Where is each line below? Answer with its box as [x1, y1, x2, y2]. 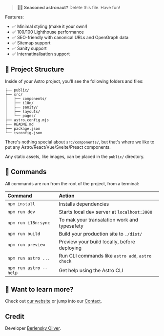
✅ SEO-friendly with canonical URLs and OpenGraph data [12, 35, 128, 40]
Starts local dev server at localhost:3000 [59, 208, 153, 215]
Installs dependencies [59, 200, 109, 207]
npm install [7, 201, 36, 207]
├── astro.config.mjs [5, 118, 49, 122]
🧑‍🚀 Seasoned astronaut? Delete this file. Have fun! [17, 5, 121, 10]
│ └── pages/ [5, 113, 36, 118]
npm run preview [7, 242, 45, 247]
